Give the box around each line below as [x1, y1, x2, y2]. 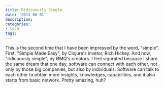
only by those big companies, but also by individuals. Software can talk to [5, 66, 159, 72]
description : [5, 17, 33, 22]
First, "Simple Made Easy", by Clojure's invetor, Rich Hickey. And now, [5, 50, 151, 56]
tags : [5, 31, 17, 36]
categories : [5, 21, 30, 27]
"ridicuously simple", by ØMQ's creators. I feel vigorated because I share [5, 56, 158, 61]
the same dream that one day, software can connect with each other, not [5, 61, 157, 67]
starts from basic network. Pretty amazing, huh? [5, 77, 106, 83]
